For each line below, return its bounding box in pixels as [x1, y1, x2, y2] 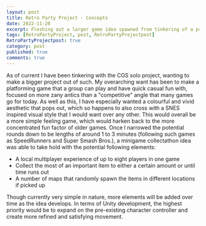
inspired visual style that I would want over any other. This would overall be [6, 111, 196, 118]
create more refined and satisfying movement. [6, 212, 124, 220]
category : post [6, 44, 45, 50]
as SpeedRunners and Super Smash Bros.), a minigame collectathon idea [6, 136, 191, 144]
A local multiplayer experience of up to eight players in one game [15, 155, 180, 163]
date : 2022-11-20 [6, 20, 51, 26]
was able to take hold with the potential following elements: [6, 143, 156, 150]
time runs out [15, 168, 49, 176]
